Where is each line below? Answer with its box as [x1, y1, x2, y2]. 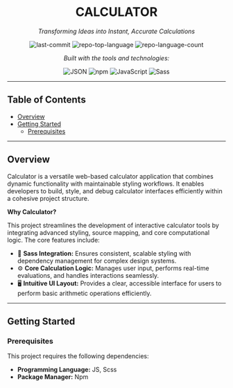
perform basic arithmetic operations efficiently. [17, 289, 152, 297]
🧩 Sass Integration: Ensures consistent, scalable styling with [17, 249, 191, 257]
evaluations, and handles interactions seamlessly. [17, 271, 159, 279]
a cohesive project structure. [7, 194, 89, 202]
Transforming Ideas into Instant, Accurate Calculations [37, 27, 196, 35]
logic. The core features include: [7, 236, 101, 244]
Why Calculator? [7, 207, 57, 215]
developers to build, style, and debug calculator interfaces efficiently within [7, 186, 223, 195]
